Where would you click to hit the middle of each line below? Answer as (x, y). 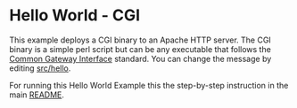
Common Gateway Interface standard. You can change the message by (140, 58)
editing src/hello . (40, 68)
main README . (37, 95)
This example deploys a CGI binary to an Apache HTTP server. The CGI (140, 40)
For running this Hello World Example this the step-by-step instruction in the (149, 85)
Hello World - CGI (75, 15)
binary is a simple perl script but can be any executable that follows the (140, 49)
